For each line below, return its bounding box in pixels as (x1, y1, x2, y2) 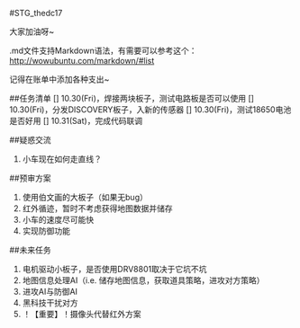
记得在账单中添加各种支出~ (9, 74, 110, 84)
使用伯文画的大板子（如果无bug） (22, 192, 149, 202)
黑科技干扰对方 (22, 297, 78, 308)
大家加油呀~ (9, 26, 55, 37)
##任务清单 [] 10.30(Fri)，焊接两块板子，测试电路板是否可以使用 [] (9, 93, 255, 103)
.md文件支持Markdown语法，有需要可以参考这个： (9, 45, 197, 56)
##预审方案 (9, 173, 51, 183)
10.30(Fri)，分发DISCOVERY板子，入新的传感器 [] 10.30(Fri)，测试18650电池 (9, 104, 292, 115)
